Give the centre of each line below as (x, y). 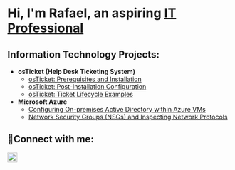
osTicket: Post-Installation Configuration (87, 86)
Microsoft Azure (42, 102)
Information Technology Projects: (84, 54)
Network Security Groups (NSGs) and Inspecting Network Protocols (128, 117)
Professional (46, 28)
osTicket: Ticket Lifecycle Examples (81, 94)
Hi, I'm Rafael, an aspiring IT (92, 13)
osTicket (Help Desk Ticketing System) (77, 71)
